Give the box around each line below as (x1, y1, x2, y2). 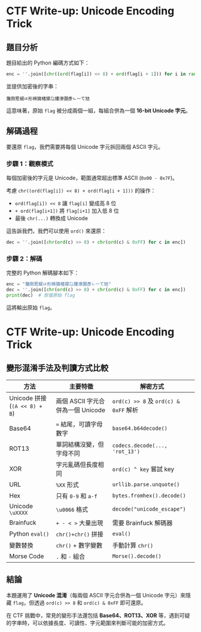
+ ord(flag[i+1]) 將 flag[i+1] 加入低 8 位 (14, 207, 120, 214)
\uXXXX (9, 509, 28, 516)
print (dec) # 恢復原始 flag (6, 292, 75, 298)
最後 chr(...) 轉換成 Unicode (14, 214, 89, 222)
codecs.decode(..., (112, 442, 168, 449)
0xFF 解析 (112, 405, 139, 414)
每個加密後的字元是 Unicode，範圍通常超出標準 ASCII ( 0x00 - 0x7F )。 (6, 174, 178, 181)
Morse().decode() (112, 552, 162, 560)
